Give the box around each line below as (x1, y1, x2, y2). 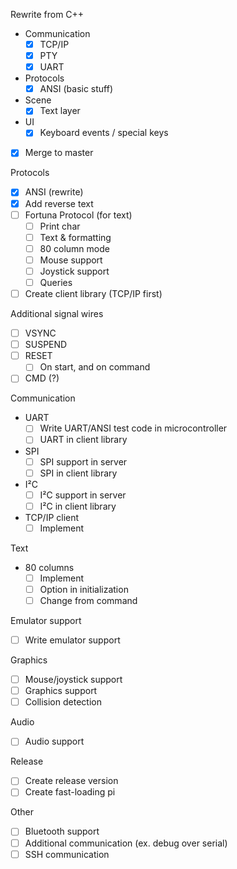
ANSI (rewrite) (24, 186, 84, 198)
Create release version (24, 775, 119, 787)
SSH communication (24, 848, 110, 860)
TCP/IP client (24, 511, 80, 523)
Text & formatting (39, 231, 112, 243)
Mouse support (39, 254, 103, 266)
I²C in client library (39, 500, 117, 512)
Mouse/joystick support (24, 674, 123, 686)
